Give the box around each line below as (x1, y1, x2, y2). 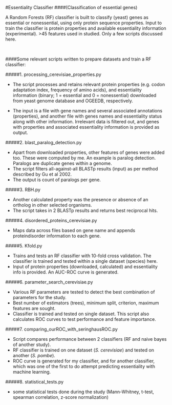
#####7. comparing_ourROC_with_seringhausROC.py (5, 326, 118, 332)
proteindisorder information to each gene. (12, 233, 101, 239)
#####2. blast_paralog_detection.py (5, 140, 82, 145)
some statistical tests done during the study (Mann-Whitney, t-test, (12, 389, 155, 395)
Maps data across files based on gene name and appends (12, 227, 136, 233)
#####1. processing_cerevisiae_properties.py (5, 71, 101, 78)
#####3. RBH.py (5, 187, 41, 192)
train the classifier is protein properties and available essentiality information (5, 25, 166, 31)
